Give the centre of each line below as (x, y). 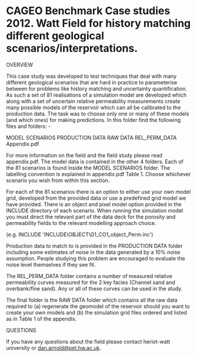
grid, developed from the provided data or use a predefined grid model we (96, 198)
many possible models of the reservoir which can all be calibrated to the (94, 107)
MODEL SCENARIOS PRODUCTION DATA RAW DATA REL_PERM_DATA (91, 137)
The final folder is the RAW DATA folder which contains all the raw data (92, 300)
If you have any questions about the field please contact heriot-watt (88, 341)
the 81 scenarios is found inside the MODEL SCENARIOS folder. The (88, 168)
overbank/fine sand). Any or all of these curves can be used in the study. (94, 288)
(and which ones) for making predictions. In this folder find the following (94, 120)
